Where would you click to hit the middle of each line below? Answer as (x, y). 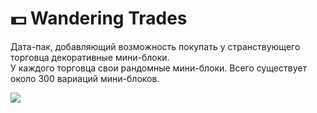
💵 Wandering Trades (99, 18)
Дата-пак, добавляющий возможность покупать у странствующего (155, 46)
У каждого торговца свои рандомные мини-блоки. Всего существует (158, 68)
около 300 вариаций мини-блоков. (85, 78)
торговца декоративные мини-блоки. (90, 57)
